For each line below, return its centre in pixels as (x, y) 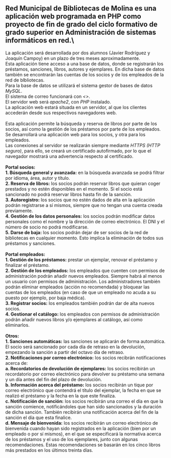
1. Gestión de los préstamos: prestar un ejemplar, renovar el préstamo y (81, 259)
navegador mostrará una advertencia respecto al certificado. (69, 156)
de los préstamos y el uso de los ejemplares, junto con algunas (72, 439)
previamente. (19, 211)
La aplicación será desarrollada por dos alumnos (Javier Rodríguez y (78, 53)
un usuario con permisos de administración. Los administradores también (83, 281)
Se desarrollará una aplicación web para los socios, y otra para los (76, 134)
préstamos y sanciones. (30, 243)
